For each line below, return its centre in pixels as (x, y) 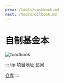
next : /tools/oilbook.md (31, 14)
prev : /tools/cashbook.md (32, 10)
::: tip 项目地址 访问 (25, 65)
